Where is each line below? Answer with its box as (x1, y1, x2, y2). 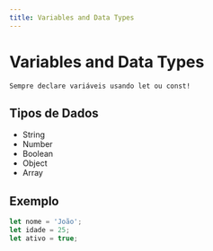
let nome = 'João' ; (9, 217, 83, 227)
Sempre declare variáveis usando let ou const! (9, 82, 191, 91)
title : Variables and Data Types (9, 13, 135, 22)
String (22, 129, 46, 140)
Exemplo (9, 194, 59, 209)
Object (22, 158, 48, 169)
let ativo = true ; (9, 234, 78, 243)
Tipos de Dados (9, 105, 99, 121)
